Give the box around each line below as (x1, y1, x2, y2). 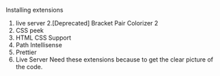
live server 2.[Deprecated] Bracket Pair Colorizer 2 (15, 19, 159, 27)
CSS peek (15, 27, 44, 34)
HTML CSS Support (15, 34, 72, 42)
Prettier (15, 48, 37, 56)
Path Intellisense (15, 41, 62, 49)
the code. (15, 63, 43, 71)
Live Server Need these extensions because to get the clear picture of (15, 55, 214, 64)
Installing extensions (5, 6, 64, 14)
